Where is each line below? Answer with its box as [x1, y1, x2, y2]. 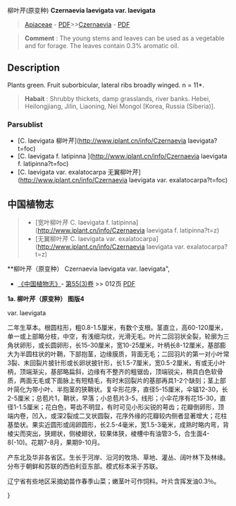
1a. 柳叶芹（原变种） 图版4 [7, 294, 85, 302]
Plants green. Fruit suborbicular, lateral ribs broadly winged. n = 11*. [7, 81, 204, 89]
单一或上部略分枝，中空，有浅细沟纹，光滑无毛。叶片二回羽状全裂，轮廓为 [7, 331, 223, 341]
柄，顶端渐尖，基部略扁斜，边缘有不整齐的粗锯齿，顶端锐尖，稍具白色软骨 [7, 367, 223, 376]
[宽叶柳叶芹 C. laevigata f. [35, 218, 111, 226]
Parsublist [7, 119, 44, 129]
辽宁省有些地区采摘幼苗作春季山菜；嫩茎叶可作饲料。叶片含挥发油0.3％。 [7, 476, 221, 486]
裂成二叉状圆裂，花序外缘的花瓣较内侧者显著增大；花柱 [66, 411, 228, 420]
